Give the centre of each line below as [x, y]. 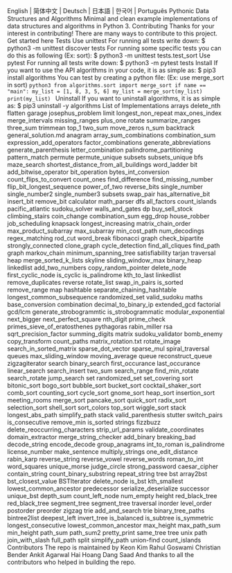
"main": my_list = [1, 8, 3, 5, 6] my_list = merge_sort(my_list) [105, 91]
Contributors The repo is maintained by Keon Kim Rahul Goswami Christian [114, 547]
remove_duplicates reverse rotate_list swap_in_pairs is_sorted [95, 282]
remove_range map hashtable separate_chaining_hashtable [92, 290]
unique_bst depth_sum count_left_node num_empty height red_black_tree [112, 496]
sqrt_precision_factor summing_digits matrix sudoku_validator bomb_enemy [115, 334]
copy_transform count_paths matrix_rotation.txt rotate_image [94, 341]
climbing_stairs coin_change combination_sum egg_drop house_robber [108, 216]
